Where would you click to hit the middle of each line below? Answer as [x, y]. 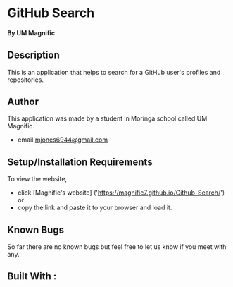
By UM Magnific [31, 32]
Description [33, 55]
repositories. [26, 80]
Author [23, 101]
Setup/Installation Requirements [80, 162]
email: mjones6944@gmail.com [62, 140]
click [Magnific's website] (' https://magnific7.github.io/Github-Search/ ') [121, 193]
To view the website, [37, 179]
